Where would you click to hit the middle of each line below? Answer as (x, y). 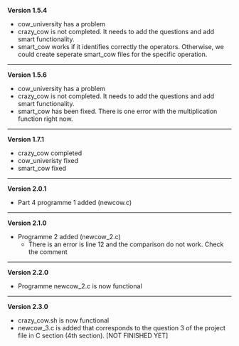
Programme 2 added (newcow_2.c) (69, 237)
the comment (48, 252)
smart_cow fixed (42, 168)
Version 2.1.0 (27, 223)
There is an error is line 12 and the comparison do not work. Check (126, 244)
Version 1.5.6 (27, 75)
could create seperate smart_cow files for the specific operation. (112, 54)
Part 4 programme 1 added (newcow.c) (75, 203)
